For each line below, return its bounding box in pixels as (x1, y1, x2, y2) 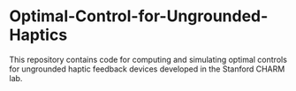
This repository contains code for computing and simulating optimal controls (9, 54, 287, 64)
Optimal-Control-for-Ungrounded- (9, 6, 269, 27)
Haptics (9, 25, 68, 45)
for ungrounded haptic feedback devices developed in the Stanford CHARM (9, 64, 285, 74)
